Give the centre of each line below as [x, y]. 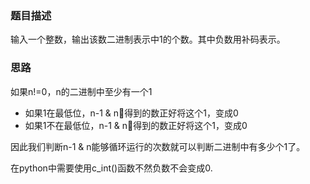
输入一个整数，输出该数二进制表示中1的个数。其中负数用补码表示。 [148, 39]
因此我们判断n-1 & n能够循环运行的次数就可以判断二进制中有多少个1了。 [158, 146]
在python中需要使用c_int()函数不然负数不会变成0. [111, 168]
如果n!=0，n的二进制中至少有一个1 [81, 91]
